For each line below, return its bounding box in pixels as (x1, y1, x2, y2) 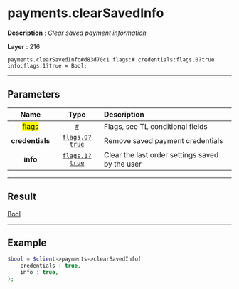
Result (7, 191, 37, 203)
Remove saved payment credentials (104, 135, 223, 145)
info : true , (20, 269, 59, 276)
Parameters (7, 88, 60, 100)
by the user (104, 159, 142, 169)
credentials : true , (20, 262, 81, 270)
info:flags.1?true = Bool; (7, 62, 87, 69)
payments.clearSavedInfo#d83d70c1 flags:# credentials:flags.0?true (7, 56, 215, 63)
